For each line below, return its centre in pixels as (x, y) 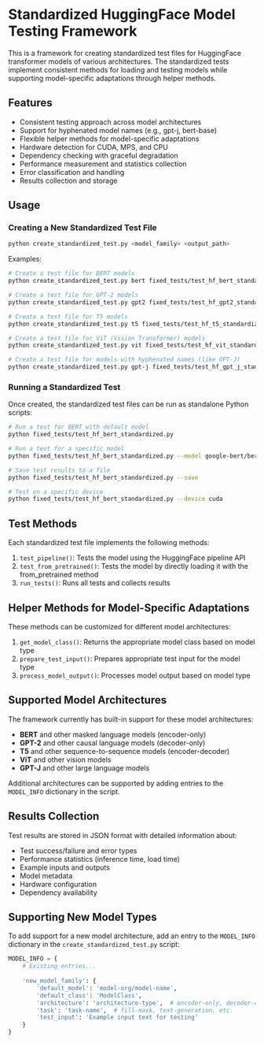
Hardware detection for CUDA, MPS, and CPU (94, 147)
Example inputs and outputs (64, 867)
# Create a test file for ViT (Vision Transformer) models (107, 338)
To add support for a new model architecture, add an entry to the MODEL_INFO (132, 936)
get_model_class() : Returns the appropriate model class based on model (137, 642)
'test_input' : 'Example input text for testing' (117, 1018)
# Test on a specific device (56, 492)
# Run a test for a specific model (66, 449)
